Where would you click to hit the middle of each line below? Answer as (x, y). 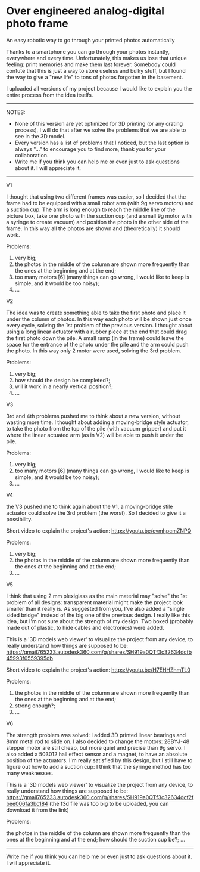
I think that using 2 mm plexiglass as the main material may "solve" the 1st (97, 596)
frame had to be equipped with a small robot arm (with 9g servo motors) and (100, 203)
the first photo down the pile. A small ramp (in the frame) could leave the (95, 338)
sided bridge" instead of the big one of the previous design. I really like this (98, 615)
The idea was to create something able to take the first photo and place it (96, 313)
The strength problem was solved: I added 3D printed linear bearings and (96, 735)
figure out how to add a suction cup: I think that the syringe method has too (99, 766)
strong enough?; (35, 706)
